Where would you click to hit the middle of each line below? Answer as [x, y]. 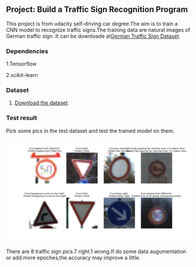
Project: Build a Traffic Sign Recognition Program [97, 10]
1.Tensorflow [21, 64]
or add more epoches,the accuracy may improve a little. [73, 258]
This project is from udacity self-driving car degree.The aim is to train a [92, 23]
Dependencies [27, 51]
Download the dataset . [42, 103]
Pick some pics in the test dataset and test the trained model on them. [90, 131]
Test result [22, 118]
